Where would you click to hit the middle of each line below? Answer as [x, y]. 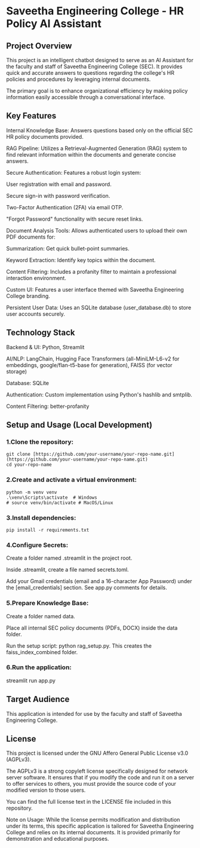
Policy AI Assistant [54, 24]
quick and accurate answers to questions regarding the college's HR [90, 73]
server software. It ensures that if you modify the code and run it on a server [100, 777]
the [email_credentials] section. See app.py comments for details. [87, 588]
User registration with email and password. [59, 184]
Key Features [31, 116]
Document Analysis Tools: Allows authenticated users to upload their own [97, 230]
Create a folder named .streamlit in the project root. [69, 558]
